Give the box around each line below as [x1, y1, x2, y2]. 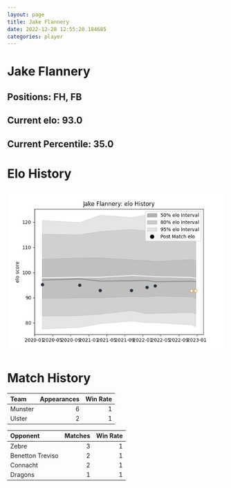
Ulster [10, 415, 28, 423]
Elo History [7, 166, 72, 181]
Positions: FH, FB [7, 91, 82, 103]
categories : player [7, 33, 64, 40]
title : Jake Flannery [7, 18, 70, 26]
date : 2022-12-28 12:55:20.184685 [7, 26, 107, 32]
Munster [10, 405, 35, 413]
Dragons [10, 471, 35, 479]
